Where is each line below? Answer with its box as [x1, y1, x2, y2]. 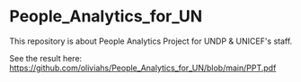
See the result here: [9, 53, 83, 63]
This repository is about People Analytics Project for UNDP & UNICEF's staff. [9, 36, 293, 46]
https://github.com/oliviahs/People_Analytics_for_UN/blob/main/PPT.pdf [9, 62, 277, 73]
